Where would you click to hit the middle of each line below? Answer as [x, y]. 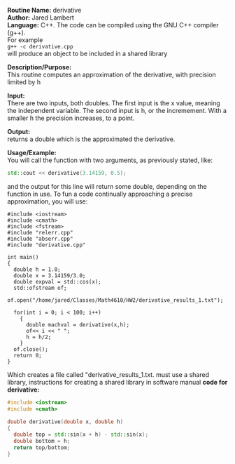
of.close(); [31, 349]
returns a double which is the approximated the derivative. [91, 139]
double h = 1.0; [37, 270]
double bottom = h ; [42, 442]
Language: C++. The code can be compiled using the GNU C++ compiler [113, 25]
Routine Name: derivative [44, 10]
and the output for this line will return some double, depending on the [107, 186]
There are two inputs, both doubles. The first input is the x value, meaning [114, 103]
